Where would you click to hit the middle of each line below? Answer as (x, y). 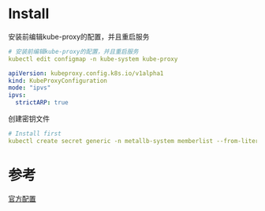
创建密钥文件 (29, 119)
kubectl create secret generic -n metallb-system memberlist (111, 141)
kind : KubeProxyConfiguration (58, 81)
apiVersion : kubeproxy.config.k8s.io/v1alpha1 (86, 73)
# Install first (35, 134)
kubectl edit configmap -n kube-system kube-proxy (93, 59)
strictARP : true (42, 103)
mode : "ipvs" (30, 88)
